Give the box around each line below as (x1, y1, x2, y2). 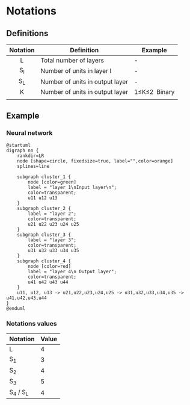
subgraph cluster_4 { (17, 258, 71, 264)
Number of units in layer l (40, 66, 112, 75)
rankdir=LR (17, 153, 44, 159)
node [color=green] (28, 179, 77, 185)
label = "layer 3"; (28, 237, 77, 243)
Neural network (6, 128, 53, 137)
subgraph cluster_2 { (17, 206, 71, 212)
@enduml (6, 306, 26, 312)
